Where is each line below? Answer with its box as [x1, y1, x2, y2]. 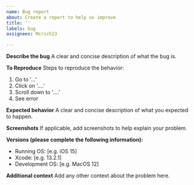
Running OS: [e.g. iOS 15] [14, 148, 78, 155]
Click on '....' [14, 82, 45, 90]
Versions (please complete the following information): [6, 136, 143, 144]
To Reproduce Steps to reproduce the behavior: [6, 64, 124, 72]
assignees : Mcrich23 [6, 31, 58, 37]
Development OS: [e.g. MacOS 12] [14, 160, 99, 168]
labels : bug [6, 25, 36, 32]
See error [14, 95, 39, 102]
